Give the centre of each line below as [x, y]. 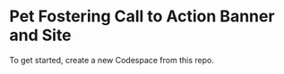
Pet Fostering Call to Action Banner [142, 16]
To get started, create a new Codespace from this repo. [112, 60]
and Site [40, 35]
